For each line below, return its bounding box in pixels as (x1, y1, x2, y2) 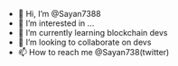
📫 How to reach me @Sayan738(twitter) (17, 47, 170, 57)
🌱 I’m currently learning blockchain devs (17, 28, 168, 37)
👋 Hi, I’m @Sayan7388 (17, 9, 101, 19)
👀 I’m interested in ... (17, 18, 95, 29)
